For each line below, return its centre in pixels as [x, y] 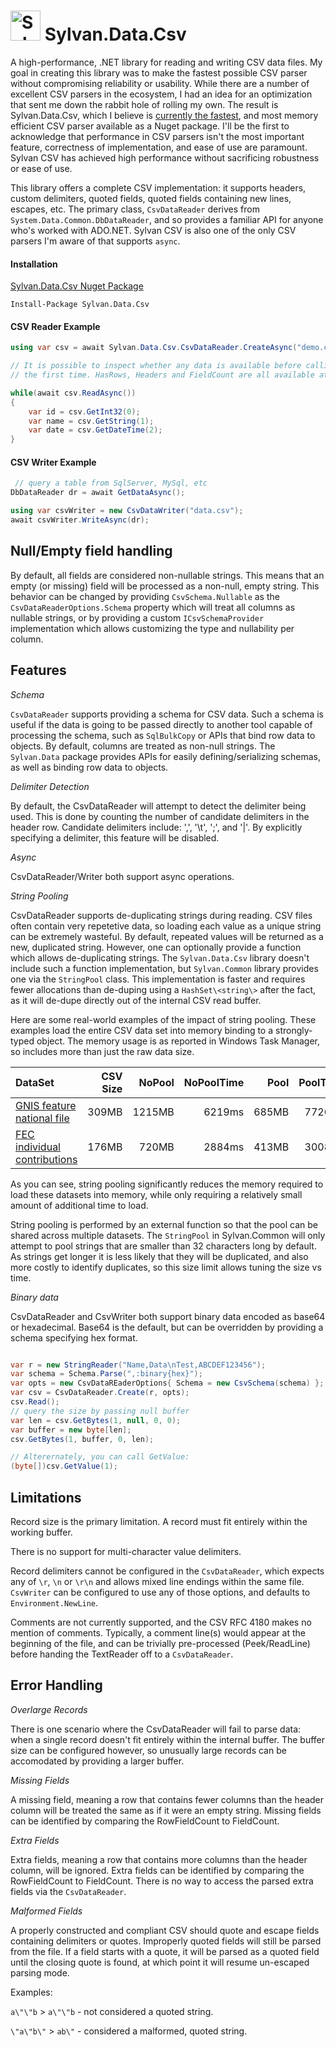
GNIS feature [46, 1105]
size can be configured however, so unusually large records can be [148, 1750]
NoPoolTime [214, 1082]
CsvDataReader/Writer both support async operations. [122, 876]
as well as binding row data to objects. [89, 767]
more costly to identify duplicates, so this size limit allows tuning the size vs [166, 1267]
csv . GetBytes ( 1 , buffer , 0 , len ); [82, 1439]
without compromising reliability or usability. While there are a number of [160, 83]
